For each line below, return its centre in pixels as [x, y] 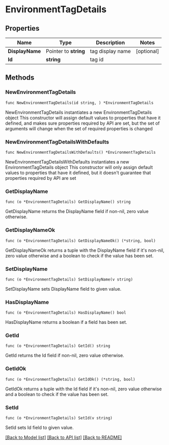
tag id [97, 60]
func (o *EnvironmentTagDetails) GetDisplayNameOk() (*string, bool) [81, 241]
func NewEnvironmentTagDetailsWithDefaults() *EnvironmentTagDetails [81, 152]
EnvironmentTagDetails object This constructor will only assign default [79, 167]
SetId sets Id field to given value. [39, 428]
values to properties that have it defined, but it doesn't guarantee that [78, 173]
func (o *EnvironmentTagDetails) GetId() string [58, 346]
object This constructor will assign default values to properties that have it [83, 118]
